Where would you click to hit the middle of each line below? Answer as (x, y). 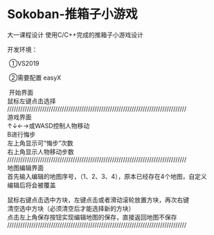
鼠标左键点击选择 (32, 101)
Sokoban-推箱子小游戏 (73, 14)
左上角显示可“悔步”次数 (41, 143)
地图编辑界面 (25, 168)
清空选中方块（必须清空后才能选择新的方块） (71, 208)
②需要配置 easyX (35, 78)
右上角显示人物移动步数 (41, 151)
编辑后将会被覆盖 (32, 185)
